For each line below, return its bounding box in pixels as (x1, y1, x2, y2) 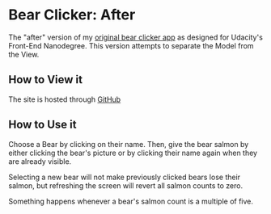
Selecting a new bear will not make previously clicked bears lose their (8, 172, 241, 182)
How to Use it (8, 118, 77, 132)
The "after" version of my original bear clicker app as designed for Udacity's (8, 32, 263, 42)
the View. (8, 49, 40, 59)
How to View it (8, 73, 83, 86)
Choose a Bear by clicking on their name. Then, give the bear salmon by (8, 139, 249, 149)
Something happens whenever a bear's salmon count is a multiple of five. (8, 196, 253, 206)
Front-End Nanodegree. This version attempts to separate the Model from (8, 40, 254, 50)
